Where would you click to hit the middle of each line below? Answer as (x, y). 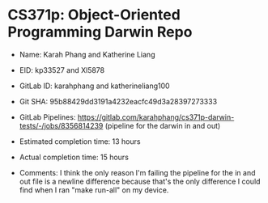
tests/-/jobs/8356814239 (61, 125)
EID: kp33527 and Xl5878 (62, 70)
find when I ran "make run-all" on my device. (94, 190)
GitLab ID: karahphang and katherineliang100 (95, 86)
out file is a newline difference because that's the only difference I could (140, 181)
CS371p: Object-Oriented (94, 15)
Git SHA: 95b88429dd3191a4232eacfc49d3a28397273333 (118, 101)
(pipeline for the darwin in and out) (163, 125)
